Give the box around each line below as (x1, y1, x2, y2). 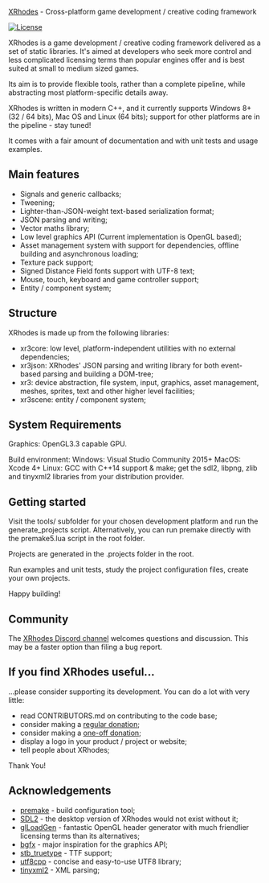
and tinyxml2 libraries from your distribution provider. (8, 472, 185, 482)
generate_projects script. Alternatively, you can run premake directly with (8, 525, 251, 535)
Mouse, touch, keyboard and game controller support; (19, 274, 199, 284)
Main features (8, 168, 80, 182)
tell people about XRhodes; (19, 745, 110, 754)
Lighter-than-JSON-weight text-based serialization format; (19, 206, 214, 216)
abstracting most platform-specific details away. (8, 88, 169, 97)
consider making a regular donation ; (19, 719, 141, 729)
